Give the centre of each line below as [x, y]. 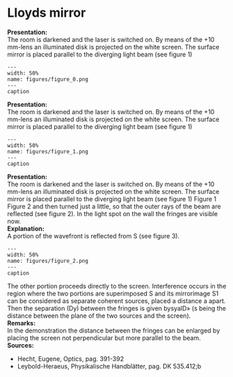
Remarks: [22, 323]
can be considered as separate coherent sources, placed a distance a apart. [116, 300]
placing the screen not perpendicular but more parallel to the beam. [104, 338]
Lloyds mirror [47, 13]
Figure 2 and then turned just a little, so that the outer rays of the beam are [114, 206]
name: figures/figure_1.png [48, 151]
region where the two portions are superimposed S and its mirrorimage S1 [113, 293]
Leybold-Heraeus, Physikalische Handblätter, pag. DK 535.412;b [109, 366]
